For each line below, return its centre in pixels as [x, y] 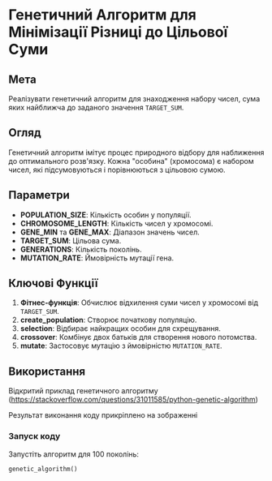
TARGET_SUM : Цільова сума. [71, 240]
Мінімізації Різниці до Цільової [118, 32]
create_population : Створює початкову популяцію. [108, 320]
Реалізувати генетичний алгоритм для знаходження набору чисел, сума [134, 99]
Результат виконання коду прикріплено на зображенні [103, 415]
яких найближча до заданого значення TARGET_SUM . [96, 107]
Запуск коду [35, 436]
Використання [47, 371]
